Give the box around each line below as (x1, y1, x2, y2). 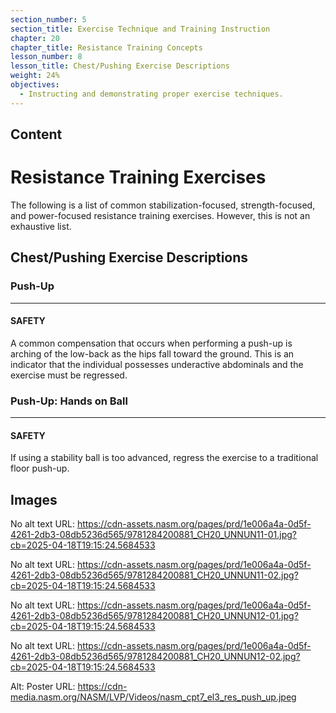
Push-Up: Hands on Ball (10, 394, 128, 408)
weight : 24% (10, 71, 60, 81)
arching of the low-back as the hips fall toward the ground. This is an (10, 347, 295, 360)
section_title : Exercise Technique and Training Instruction (10, 24, 271, 34)
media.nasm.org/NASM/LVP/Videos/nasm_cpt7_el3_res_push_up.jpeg (10, 691, 297, 703)
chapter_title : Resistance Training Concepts (10, 42, 203, 53)
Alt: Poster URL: (10, 681, 76, 693)
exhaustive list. (10, 220, 72, 232)
